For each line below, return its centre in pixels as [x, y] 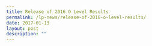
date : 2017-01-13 [28, 23]
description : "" [26, 34]
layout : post [23, 28]
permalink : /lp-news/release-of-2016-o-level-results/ [76, 17]
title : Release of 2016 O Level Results [58, 12]
